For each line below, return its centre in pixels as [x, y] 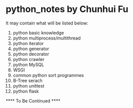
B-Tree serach [28, 80]
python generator [31, 48]
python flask [26, 91]
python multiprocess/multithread [47, 38]
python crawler [29, 59]
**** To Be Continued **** [33, 100]
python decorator [31, 54]
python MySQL [28, 64]
